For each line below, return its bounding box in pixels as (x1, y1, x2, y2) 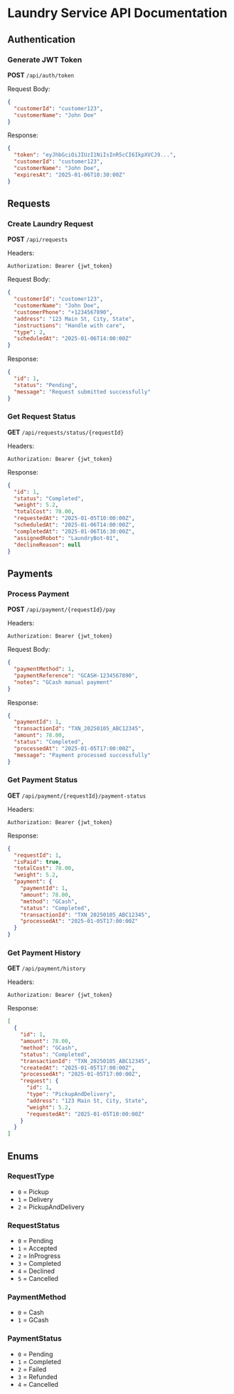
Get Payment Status (7, 775, 78, 785)
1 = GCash (17, 1316, 49, 1324)
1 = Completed (17, 1357, 62, 1366)
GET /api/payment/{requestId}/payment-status (7, 791, 147, 800)
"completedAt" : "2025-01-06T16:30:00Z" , (14, 528, 135, 535)
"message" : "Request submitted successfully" (14, 388, 151, 396)
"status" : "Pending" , (14, 381, 78, 389)
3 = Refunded (17, 1372, 58, 1381)
